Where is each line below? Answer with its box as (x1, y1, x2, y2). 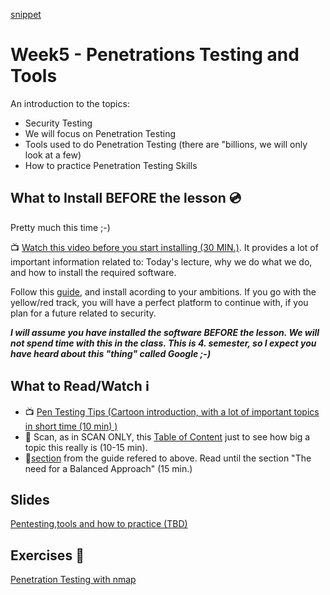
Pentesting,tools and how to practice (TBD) (10, 518, 188, 530)
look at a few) (24, 149, 82, 161)
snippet (10, 9, 42, 20)
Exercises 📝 (10, 547, 85, 564)
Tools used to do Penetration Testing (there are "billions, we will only (24, 138, 308, 150)
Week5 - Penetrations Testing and (10, 44, 300, 66)
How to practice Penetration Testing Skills (24, 159, 198, 171)
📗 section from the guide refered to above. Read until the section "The (24, 452, 312, 464)
